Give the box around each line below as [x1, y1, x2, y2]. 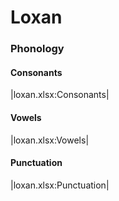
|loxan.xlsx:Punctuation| [10, 179, 110, 191]
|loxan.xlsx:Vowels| [10, 134, 90, 146]
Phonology [10, 42, 65, 56]
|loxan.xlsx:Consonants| [10, 89, 110, 101]
